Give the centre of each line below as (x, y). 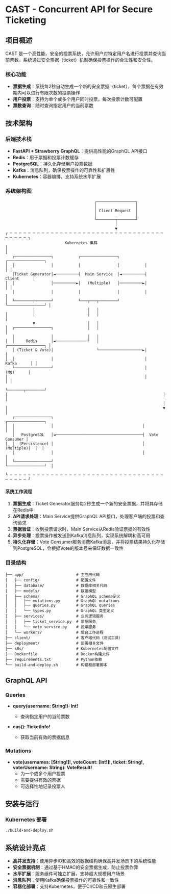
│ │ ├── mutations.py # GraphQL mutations (63, 601)
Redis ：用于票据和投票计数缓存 (46, 157)
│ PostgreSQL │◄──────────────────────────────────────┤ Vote (85, 435)
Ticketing (26, 20)
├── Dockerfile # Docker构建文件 (57, 654)
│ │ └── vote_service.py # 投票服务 (51, 627)
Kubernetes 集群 (81, 243)
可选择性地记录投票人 (43, 786)
